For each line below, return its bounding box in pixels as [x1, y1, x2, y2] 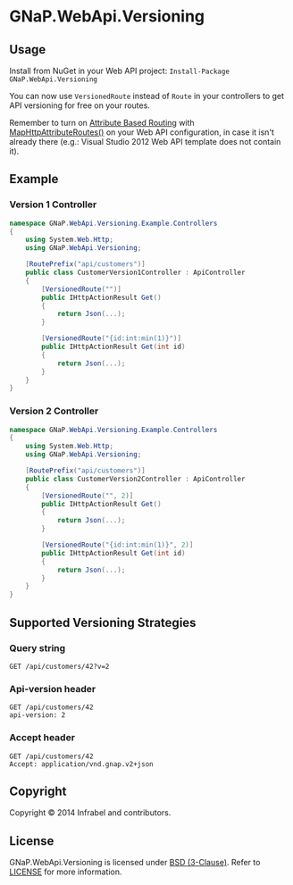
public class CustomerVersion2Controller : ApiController [25, 474, 246, 483]
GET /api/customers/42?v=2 [9, 662, 110, 671]
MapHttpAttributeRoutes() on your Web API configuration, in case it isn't [9, 127, 275, 138]
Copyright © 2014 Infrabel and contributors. [9, 807, 172, 818]
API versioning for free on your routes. [9, 100, 150, 111]
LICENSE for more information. [9, 866, 122, 877]
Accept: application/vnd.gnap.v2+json [9, 759, 154, 769]
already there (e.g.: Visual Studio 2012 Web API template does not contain [9, 137, 281, 146]
